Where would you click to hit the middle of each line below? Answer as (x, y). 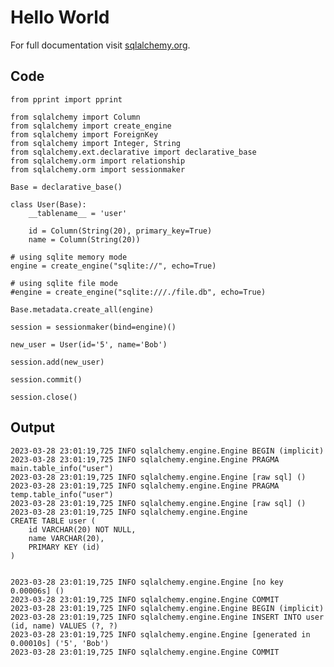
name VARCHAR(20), (66, 538)
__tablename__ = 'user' (78, 213)
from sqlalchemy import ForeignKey (84, 134)
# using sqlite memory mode (69, 257)
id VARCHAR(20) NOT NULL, (82, 529)
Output (32, 427)
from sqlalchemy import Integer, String (96, 143)
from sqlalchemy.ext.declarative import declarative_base (133, 152)
